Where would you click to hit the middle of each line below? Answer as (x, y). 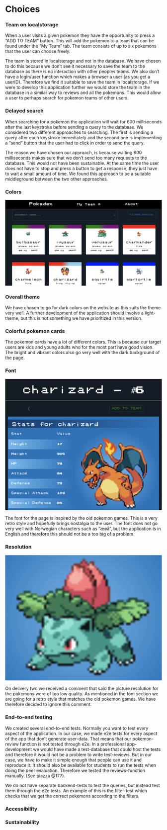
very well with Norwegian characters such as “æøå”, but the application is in (83, 529)
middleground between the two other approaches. (57, 179)
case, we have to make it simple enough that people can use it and (73, 760)
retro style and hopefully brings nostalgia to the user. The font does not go (82, 524)
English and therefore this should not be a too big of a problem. (70, 534)
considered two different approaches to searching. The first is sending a (79, 132)
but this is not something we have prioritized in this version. (82, 318)
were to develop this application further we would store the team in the (78, 88)
